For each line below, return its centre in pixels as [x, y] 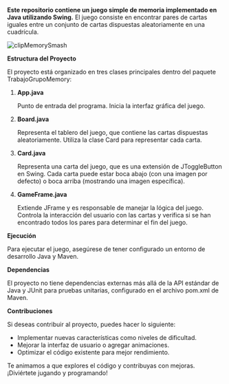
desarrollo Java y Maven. [43, 256]
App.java [30, 93]
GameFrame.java [42, 194]
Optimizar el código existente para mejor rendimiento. [93, 352]
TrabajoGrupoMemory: [40, 79]
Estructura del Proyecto [42, 58]
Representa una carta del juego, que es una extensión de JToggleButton [119, 167]
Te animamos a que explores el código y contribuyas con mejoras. [101, 365]
